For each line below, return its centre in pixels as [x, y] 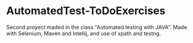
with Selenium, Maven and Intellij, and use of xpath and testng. [84, 33]
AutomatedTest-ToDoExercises [86, 11]
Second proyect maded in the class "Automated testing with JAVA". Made [97, 27]
